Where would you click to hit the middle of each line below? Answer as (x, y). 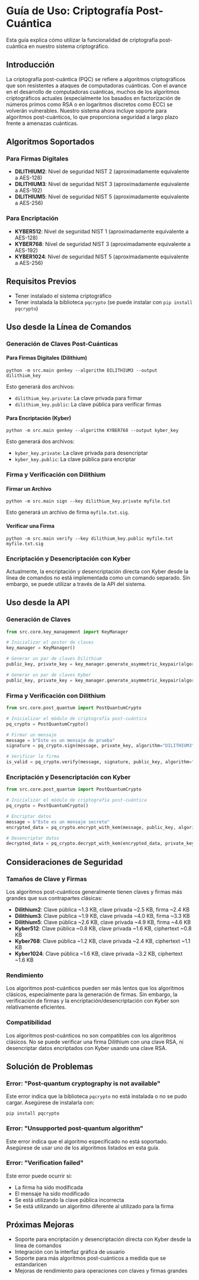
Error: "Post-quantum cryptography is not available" (84, 1083)
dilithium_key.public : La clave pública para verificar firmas (88, 405)
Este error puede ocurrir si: (39, 1176)
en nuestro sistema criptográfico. (69, 46)
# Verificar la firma (33, 757)
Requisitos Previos (41, 282)
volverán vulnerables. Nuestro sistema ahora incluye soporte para (86, 110)
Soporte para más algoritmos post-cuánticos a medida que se (90, 1258)
